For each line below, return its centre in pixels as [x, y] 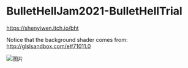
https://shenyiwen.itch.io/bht [43, 28]
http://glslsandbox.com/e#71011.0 [49, 46]
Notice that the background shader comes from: [67, 39]
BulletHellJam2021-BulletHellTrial [94, 11]
